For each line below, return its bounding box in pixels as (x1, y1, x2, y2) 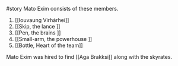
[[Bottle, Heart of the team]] (14, 42, 83, 49)
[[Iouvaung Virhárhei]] (14, 17, 69, 23)
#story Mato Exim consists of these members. (6, 5, 119, 12)
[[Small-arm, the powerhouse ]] (14, 36, 93, 42)
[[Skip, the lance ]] (14, 23, 61, 30)
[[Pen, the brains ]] (14, 29, 61, 36)
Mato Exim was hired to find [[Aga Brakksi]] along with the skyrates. (6, 54, 173, 60)
